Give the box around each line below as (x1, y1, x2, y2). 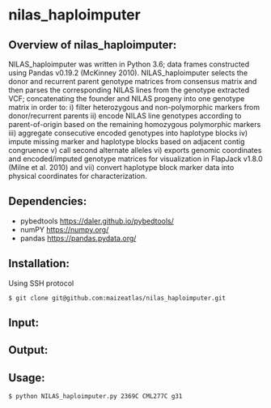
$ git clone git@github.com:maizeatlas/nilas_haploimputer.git (8, 294, 227, 302)
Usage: (8, 371, 46, 385)
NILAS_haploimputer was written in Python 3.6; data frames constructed (8, 59, 250, 69)
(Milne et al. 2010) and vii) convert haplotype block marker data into (8, 163, 235, 172)
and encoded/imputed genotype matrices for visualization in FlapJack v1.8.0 (8, 154, 263, 164)
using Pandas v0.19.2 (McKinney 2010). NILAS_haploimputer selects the (8, 68, 248, 78)
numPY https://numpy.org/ (19, 224, 109, 234)
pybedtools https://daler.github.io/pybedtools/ (19, 216, 174, 226)
